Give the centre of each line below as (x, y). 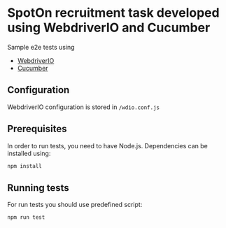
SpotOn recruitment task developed (113, 13)
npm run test (26, 218)
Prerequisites (37, 129)
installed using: (29, 153)
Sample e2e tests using (41, 47)
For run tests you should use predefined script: (75, 205)
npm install (24, 166)
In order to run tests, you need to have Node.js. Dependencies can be (107, 145)
